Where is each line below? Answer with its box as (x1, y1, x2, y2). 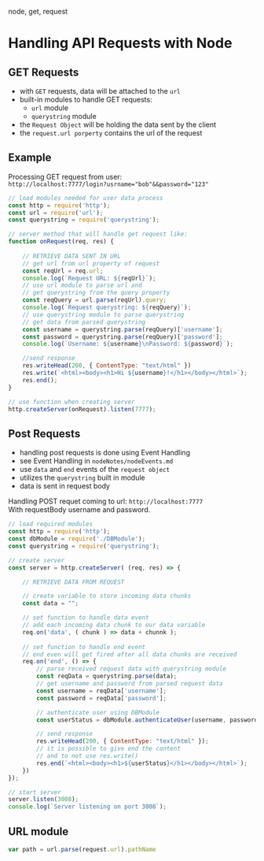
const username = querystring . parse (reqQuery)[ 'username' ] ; (22, 325, 223, 333)
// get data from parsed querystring (22, 318, 146, 326)
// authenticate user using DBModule (36, 708, 159, 716)
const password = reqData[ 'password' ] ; (36, 694, 167, 702)
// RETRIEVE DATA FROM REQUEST (22, 578, 125, 586)
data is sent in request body (19, 481, 110, 491)
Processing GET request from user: (8, 172, 123, 181)
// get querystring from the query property (22, 289, 170, 297)
